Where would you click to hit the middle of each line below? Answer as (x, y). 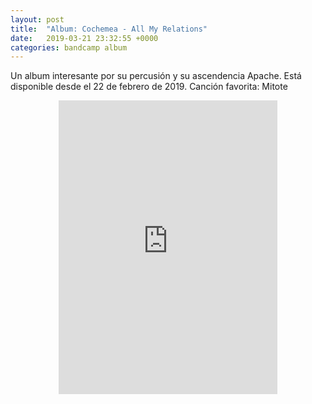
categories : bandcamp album (69, 47)
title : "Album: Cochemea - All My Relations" (109, 29)
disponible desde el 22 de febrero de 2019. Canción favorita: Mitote (149, 87)
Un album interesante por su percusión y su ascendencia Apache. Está (156, 76)
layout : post (37, 19)
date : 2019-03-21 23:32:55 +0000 (84, 38)
